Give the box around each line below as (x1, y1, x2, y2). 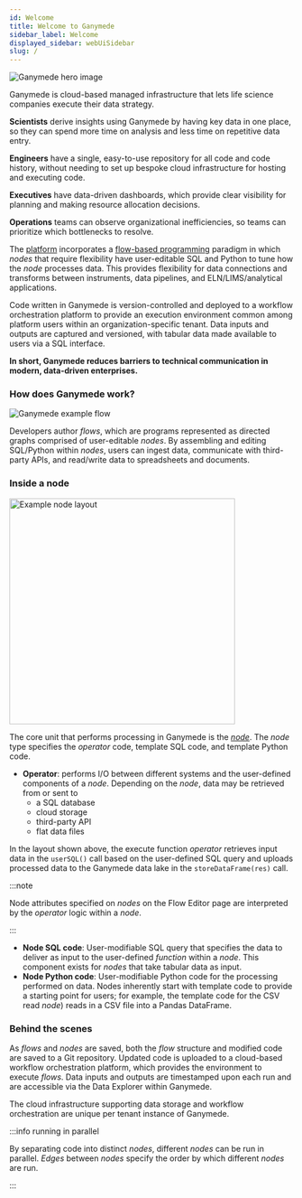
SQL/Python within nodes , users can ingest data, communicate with (9, 445, 261, 456)
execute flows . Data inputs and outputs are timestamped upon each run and (9, 1072, 292, 1082)
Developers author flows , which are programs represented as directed (9, 426, 270, 436)
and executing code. (9, 173, 86, 183)
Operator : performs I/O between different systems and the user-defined (22, 768, 291, 779)
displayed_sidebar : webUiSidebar (9, 38, 135, 48)
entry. (9, 136, 32, 146)
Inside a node (9, 477, 69, 490)
